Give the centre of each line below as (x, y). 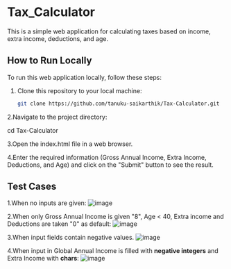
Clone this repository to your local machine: (79, 90)
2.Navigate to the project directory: (57, 117)
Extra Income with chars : (43, 259)
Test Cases (32, 187)
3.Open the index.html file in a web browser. (70, 144)
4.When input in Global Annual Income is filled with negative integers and (113, 251)
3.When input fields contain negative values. (71, 238)
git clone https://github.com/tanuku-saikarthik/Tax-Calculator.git (118, 104)
